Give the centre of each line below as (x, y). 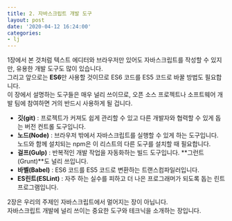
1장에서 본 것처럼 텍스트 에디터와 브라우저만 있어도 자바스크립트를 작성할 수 (108, 60)
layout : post (26, 20)
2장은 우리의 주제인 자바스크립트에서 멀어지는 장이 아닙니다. (88, 202)
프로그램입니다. (38, 187)
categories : (24, 33)
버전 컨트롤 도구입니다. (55, 127)
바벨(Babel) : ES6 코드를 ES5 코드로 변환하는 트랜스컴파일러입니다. (108, 170)
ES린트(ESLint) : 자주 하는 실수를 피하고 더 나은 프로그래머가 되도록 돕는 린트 (121, 179)
